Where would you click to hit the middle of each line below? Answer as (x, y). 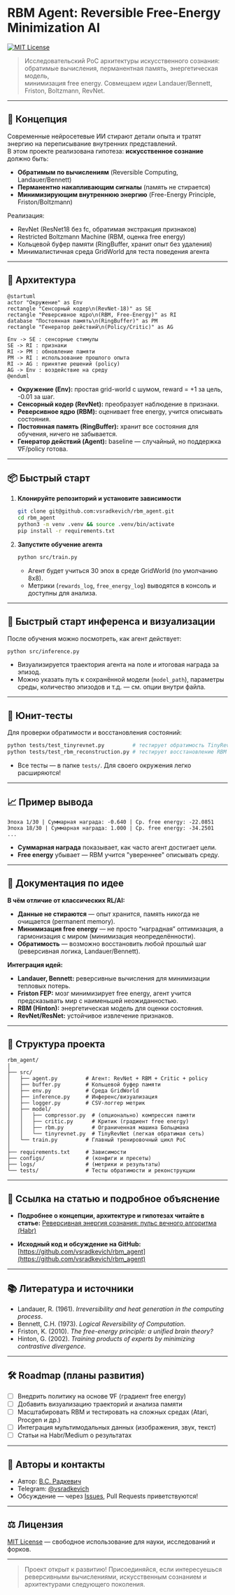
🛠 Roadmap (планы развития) (76, 1376)
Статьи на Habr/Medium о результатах (74, 1435)
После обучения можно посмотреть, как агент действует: (94, 638)
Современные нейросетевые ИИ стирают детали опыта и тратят (104, 136)
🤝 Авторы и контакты (56, 1464)
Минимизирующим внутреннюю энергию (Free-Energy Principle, (116, 194)
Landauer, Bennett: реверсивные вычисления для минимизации (113, 978)
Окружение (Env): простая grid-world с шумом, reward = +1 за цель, (120, 389)
